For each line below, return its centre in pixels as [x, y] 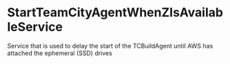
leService [35, 27]
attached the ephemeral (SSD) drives [60, 53]
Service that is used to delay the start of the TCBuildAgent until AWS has [110, 46]
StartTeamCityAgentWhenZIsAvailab [115, 13]
